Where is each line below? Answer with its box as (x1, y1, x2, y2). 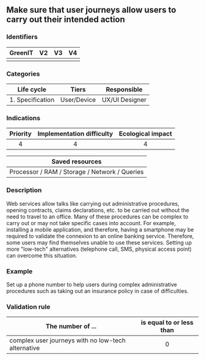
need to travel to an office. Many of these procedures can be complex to (6, 213, 189, 220)
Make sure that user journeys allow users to (6, 5, 176, 15)
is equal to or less (140, 319, 194, 327)
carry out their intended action (6, 15, 125, 25)
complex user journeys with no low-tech (9, 336, 126, 345)
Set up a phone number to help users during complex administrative (6, 281, 178, 288)
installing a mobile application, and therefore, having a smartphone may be (6, 226, 194, 233)
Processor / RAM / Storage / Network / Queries (9, 168, 145, 176)
